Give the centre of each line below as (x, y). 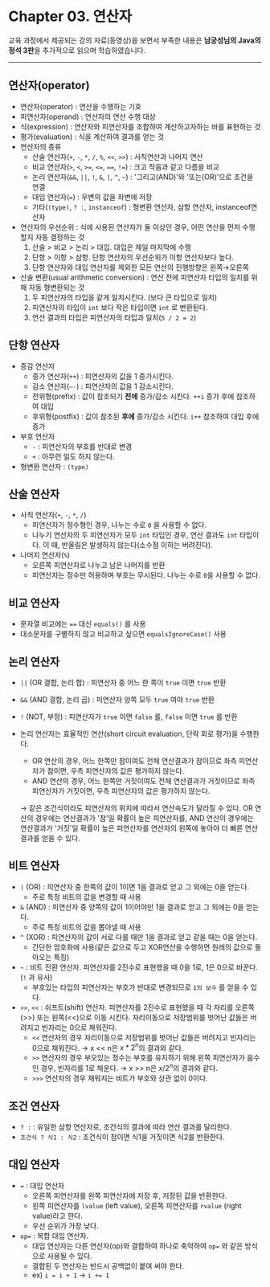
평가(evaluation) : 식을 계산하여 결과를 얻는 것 (92, 137)
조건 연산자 (34, 1106)
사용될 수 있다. (70, 1256)
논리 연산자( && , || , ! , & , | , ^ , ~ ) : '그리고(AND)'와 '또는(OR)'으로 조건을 (143, 177)
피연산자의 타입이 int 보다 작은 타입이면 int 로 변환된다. (120, 307)
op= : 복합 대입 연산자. (54, 1236)
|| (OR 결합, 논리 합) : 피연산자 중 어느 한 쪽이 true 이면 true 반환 (123, 682)
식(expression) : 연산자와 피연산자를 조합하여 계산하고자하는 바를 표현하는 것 (140, 126)
